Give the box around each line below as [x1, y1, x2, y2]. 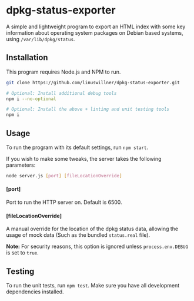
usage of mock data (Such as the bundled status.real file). [6, 231, 150, 239]
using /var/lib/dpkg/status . [6, 35, 75, 42]
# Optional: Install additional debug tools [6, 90, 117, 96]
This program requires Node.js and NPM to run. [6, 68, 121, 75]
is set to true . [6, 249, 39, 256]
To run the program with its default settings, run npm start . [6, 144, 149, 151]
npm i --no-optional [6, 95, 57, 102]
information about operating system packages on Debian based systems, [6, 29, 183, 36]
